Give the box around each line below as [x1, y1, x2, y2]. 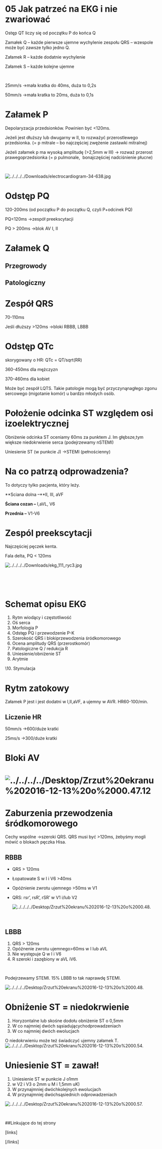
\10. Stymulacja [5, 665, 36, 672]
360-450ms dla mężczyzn [5, 366, 58, 372]
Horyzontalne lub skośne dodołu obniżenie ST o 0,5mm [12, 1018, 124, 1024]
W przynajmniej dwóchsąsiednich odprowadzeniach [12, 1091, 117, 1097]
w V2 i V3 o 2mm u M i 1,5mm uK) [12, 1081, 80, 1087]
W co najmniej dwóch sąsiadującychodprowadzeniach [12, 1023, 121, 1029]
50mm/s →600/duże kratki [5, 726, 59, 732]
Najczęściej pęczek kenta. [5, 543, 57, 550]
